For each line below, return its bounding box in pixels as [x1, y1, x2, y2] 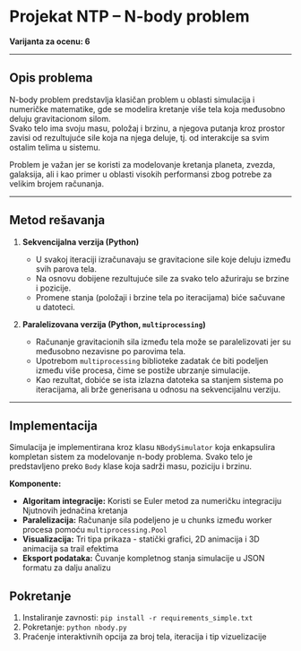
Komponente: [9, 478, 62, 490]
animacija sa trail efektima [21, 543, 119, 554]
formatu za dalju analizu [21, 562, 112, 573]
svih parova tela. [35, 263, 97, 274]
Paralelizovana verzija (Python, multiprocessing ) [21, 318, 206, 329]
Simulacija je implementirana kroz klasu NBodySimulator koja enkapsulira [9, 442, 276, 453]
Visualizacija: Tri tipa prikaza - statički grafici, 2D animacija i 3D [21, 534, 260, 544]
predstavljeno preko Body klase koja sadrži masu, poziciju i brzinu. [9, 461, 253, 472]
